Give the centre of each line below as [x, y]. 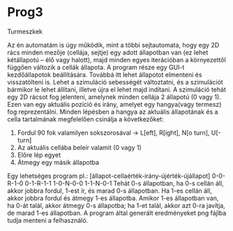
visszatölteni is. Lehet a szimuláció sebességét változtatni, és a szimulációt [115, 82]
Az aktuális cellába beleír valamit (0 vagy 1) [79, 147]
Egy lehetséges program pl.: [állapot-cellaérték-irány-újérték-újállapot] [109, 176]
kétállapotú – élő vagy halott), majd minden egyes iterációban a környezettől [117, 59]
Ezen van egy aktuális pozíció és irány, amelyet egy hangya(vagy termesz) [114, 104]
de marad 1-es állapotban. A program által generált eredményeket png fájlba [117, 213]
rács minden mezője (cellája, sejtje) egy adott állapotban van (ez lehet [108, 52]
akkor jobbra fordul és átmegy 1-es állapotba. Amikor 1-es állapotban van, [113, 198]
